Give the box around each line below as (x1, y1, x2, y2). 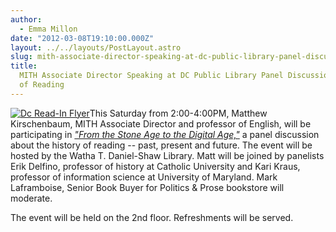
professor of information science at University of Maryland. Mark (10, 171, 278, 183)
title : (10, 61, 38, 71)
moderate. (10, 192, 53, 204)
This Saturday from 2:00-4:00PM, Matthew (89, 107, 268, 119)
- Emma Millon (19, 24, 78, 34)
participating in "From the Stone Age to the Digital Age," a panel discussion (10, 128, 320, 140)
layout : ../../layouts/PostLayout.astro (10, 42, 182, 53)
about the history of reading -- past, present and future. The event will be (10, 139, 313, 151)
